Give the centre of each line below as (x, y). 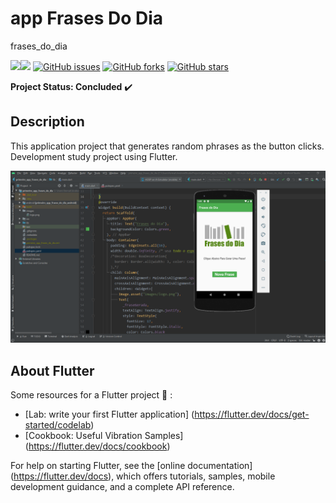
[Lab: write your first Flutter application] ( (109, 414)
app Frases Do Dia (87, 18)
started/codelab (58, 425)
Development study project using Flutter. (94, 156)
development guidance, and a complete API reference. (122, 487)
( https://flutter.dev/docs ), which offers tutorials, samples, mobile (143, 476)
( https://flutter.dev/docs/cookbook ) (97, 446)
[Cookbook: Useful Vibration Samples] (104, 436)
